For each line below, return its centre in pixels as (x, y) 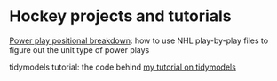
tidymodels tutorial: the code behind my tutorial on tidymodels (123, 67)
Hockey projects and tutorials (120, 16)
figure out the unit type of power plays (79, 49)
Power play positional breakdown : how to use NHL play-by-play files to (139, 40)
